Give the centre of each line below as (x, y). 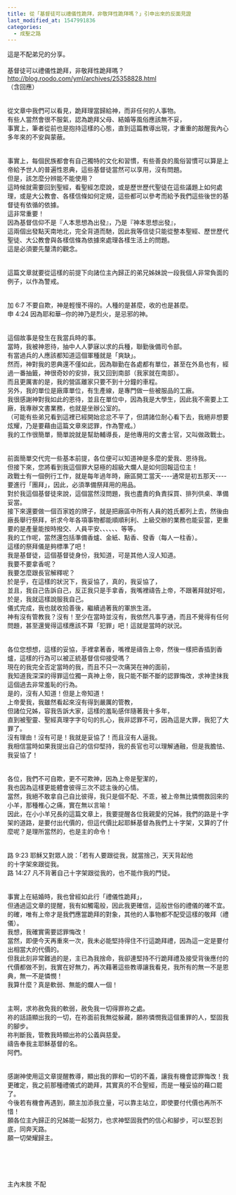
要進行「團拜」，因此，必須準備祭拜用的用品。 (73, 485)
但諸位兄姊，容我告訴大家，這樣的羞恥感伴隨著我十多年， (90, 711)
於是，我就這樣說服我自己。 (47, 599)
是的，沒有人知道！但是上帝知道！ (57, 694)
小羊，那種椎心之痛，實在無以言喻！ (60, 805)
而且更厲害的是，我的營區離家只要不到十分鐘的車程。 (84, 382)
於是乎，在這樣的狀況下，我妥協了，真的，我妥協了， (84, 582)
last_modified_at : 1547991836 (52, 20)
